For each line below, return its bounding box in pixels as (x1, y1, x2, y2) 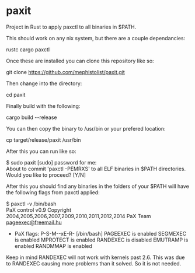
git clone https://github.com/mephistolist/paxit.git (6, 68, 126, 75)
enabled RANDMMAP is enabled (14, 242, 92, 249)
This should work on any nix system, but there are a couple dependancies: (6, 34, 186, 41)
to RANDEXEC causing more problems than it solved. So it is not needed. (6, 260, 182, 267)
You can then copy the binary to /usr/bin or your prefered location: (6, 125, 166, 132)
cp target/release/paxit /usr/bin (6, 136, 81, 143)
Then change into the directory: (6, 80, 82, 87)
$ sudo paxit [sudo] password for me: (6, 159, 97, 166)
